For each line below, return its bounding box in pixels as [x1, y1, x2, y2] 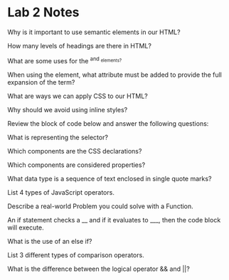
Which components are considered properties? [7, 161, 146, 169]
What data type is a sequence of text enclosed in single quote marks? [7, 174, 212, 183]
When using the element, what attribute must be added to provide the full [7, 70, 222, 79]
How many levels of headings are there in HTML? [7, 41, 151, 50]
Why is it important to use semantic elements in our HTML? [7, 28, 181, 36]
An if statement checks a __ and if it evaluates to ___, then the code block [7, 215, 221, 224]
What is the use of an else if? [7, 237, 92, 245]
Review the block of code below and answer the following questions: [7, 119, 209, 128]
